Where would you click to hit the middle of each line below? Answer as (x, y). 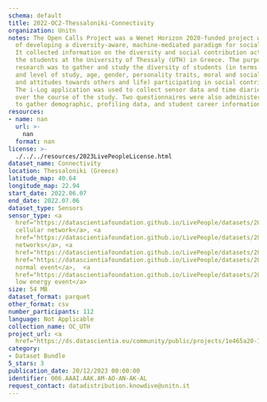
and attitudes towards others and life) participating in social (126, 82)
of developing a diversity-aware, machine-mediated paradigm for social (138, 45)
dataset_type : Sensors (46, 208)
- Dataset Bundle (37, 356)
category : (25, 349)
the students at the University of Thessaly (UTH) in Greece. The (128, 60)
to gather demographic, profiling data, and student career (117, 104)
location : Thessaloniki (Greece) (64, 171)
